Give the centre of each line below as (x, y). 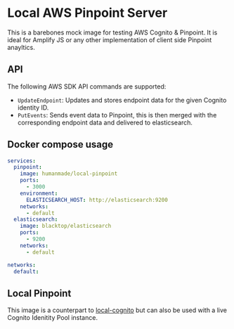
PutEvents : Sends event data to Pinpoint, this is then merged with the (117, 115)
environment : (39, 193)
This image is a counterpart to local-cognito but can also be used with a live (117, 310)
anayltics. (21, 47)
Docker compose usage (60, 144)
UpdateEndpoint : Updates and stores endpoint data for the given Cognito (122, 100)
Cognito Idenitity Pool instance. (53, 318)
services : (22, 161)
